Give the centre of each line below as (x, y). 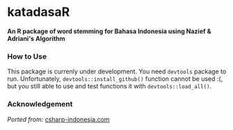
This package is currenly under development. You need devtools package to (117, 72)
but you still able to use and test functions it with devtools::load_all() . (110, 86)
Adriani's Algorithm (36, 38)
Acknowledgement (40, 104)
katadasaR (39, 12)
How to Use (27, 56)
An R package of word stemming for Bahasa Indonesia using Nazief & (109, 31)
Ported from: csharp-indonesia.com (58, 119)
